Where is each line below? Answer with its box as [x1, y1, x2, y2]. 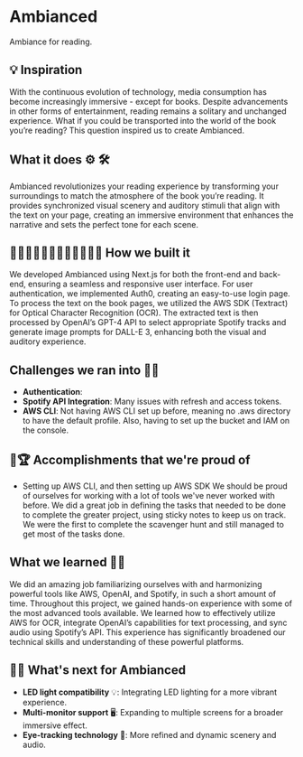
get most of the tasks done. [22, 528, 125, 539]
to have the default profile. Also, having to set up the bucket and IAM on [22, 416, 290, 426]
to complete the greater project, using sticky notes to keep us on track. [22, 509, 287, 520]
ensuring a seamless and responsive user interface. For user [27, 278, 253, 290]
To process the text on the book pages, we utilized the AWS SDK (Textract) [9, 298, 289, 309]
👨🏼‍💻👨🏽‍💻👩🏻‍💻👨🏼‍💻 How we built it [9, 245, 191, 260]
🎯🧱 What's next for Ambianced [9, 662, 187, 678]
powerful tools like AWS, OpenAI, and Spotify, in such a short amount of [9, 588, 277, 599]
